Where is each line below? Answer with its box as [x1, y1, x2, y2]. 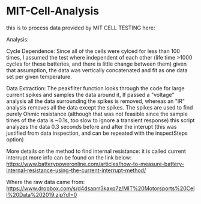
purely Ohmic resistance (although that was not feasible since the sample [6, 110, 188, 117]
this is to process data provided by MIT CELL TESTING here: [6, 24, 155, 31]
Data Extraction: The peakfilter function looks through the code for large [6, 84, 185, 91]
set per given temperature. [6, 73, 72, 80]
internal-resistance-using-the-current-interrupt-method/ [6, 167, 146, 174]
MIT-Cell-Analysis [6, 4, 100, 18]
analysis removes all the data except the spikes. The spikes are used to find [6, 104, 193, 111]
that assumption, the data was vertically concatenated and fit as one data [6, 66, 188, 73]
